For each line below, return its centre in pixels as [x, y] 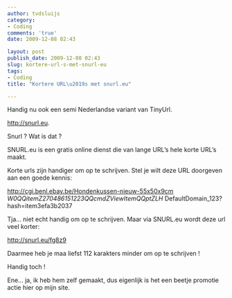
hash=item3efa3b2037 [40, 206]
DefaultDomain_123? [194, 198]
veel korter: [24, 227]
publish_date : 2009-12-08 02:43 [54, 58]
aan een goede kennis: [40, 178]
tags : [15, 71]
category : [21, 20]
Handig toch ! [27, 267]
